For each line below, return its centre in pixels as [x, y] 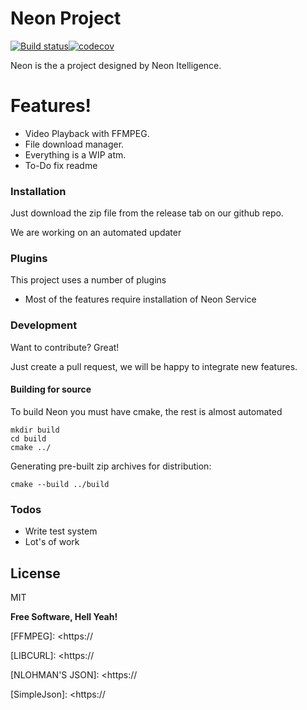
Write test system [61, 531]
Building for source [51, 389]
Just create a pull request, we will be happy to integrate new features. [154, 366]
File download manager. [74, 144]
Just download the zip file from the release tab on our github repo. [147, 213]
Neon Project [66, 18]
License [35, 573]
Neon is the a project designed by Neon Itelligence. [116, 65]
